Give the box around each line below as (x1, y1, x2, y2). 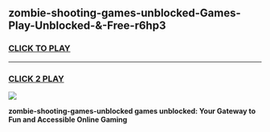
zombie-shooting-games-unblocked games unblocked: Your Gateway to (8, 106, 256, 115)
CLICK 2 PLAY (8, 73, 64, 84)
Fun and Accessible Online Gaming (8, 114, 128, 124)
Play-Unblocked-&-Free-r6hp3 (8, 19, 166, 33)
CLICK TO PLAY (8, 43, 71, 54)
